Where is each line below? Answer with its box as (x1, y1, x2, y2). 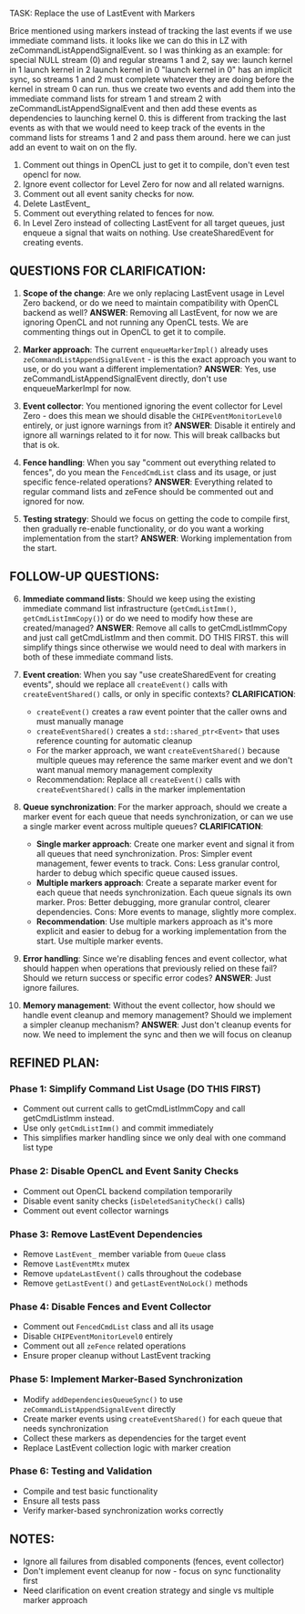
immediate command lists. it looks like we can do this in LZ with (9, 36, 248, 46)
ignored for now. (22, 495, 85, 506)
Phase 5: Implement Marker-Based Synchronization (9, 1373, 243, 1386)
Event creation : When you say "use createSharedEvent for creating (22, 669, 277, 680)
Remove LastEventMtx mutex (22, 1258, 130, 1269)
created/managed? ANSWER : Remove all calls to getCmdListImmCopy (22, 622, 288, 633)
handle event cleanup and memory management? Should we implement (22, 1009, 292, 1020)
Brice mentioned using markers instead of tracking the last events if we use (9, 26, 293, 36)
